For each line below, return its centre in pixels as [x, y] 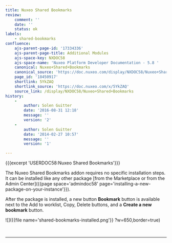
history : [15, 96]
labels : [14, 34]
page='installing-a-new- [125, 184]
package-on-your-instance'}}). [38, 189]
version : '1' [38, 144]
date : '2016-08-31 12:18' [51, 110]
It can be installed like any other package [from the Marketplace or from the [85, 178]
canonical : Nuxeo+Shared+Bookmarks [52, 67]
